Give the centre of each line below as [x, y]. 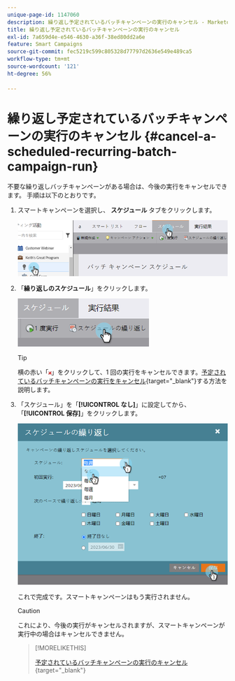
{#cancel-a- [180, 136]
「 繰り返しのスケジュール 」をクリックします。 [84, 288]
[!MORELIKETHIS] [60, 648]
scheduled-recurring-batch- [92, 151]
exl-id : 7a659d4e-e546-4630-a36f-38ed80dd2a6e [76, 37]
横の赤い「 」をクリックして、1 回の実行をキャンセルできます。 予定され [121, 372]
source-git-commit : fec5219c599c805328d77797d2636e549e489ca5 [100, 52]
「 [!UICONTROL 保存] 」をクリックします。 [79, 413]
